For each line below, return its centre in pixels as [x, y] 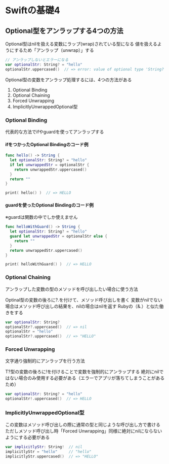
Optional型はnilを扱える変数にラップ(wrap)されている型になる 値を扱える [81, 44]
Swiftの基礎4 [33, 10]
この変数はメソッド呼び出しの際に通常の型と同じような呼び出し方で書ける [83, 425]
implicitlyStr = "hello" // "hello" [49, 452]
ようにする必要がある [28, 438]
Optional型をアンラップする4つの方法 [64, 31]
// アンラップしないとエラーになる [37, 60]
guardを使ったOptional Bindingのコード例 [49, 205]
